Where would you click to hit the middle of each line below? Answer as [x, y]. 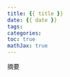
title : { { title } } [35, 14]
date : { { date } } [32, 20]
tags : [15, 26]
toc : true [21, 40]
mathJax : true [28, 46]
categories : [24, 33]
